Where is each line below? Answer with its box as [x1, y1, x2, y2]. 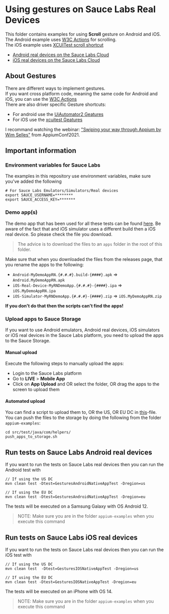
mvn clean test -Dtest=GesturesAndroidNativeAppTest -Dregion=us [5, 481, 145, 486]
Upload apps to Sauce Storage [5, 315, 81, 322]
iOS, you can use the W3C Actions [5, 96, 77, 102]
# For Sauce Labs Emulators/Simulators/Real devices [5, 188, 119, 194]
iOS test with [5, 552, 32, 558]
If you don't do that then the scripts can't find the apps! [5, 302, 124, 309]
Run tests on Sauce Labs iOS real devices [5, 533, 138, 542]
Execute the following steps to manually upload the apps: [5, 361, 124, 367]
